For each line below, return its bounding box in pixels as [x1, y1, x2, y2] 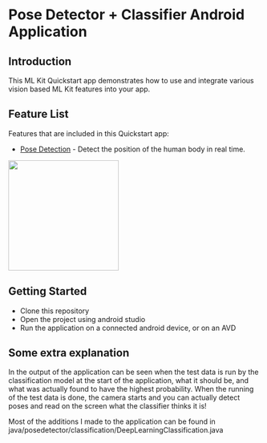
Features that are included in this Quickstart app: [8, 128, 170, 138]
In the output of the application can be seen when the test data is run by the [8, 367, 259, 377]
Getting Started [8, 284, 87, 298]
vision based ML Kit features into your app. [8, 84, 151, 94]
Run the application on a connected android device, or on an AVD [19, 323, 237, 332]
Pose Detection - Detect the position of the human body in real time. [19, 144, 246, 154]
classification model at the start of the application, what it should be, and [8, 376, 249, 385]
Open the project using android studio [19, 314, 146, 324]
